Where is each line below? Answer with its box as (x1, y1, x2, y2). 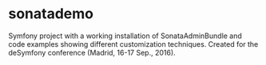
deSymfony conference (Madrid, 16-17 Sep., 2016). (8, 48, 176, 57)
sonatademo (8, 5, 94, 23)
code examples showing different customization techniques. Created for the (8, 39, 259, 48)
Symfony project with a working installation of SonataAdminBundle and (8, 31, 242, 40)
